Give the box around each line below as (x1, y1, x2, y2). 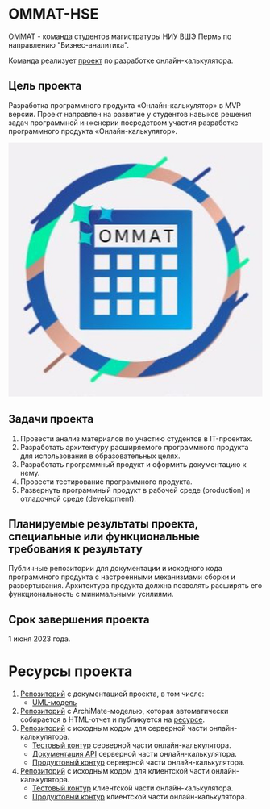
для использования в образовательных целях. (19, 451, 181, 461)
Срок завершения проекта (8, 612, 150, 626)
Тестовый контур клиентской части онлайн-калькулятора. (31, 783, 234, 793)
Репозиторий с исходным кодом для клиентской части (19, 766, 210, 776)
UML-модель (31, 698, 77, 707)
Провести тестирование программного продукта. (19, 477, 193, 486)
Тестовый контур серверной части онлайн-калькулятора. (31, 740, 231, 750)
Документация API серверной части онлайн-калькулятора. (31, 749, 237, 759)
